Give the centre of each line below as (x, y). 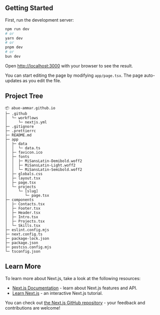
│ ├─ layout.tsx (23, 178)
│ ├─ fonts (17, 157)
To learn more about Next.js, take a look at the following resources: (73, 278)
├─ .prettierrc (21, 131)
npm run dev (17, 29)
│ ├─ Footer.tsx (23, 208)
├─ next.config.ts (24, 234)
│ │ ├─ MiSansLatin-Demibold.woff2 (44, 161)
